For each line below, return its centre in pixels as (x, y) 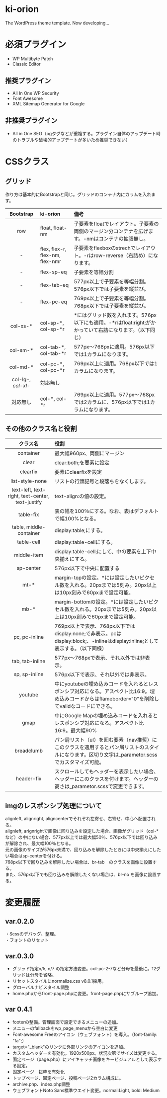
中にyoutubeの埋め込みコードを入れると (101, 684)
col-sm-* (22, 350)
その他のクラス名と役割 (41, 428)
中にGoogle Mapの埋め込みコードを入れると (106, 716)
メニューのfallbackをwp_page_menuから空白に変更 (65, 1028)
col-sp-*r (52, 329)
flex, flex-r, (53, 249)
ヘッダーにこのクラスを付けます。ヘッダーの (106, 779)
